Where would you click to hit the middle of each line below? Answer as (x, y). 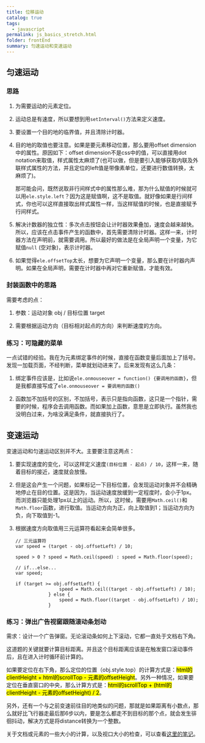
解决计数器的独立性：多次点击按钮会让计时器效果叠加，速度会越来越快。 (106, 224)
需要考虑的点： (25, 300)
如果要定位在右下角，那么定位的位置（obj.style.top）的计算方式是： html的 (100, 670)
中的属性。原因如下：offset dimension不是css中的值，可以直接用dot (101, 152)
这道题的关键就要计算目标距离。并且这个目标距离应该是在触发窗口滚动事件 (100, 649)
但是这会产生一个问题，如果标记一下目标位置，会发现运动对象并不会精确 (106, 484)
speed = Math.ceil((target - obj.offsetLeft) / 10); (128, 589)
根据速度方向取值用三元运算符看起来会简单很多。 (77, 528)
